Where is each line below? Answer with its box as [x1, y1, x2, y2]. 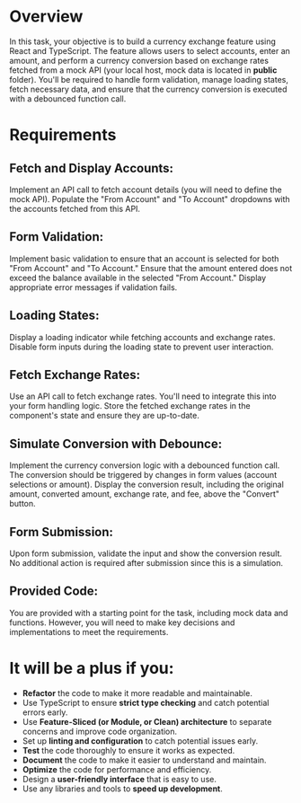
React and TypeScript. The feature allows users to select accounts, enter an [9, 45, 290, 56]
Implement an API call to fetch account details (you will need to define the [9, 184, 282, 195]
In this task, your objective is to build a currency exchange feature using [9, 36, 277, 47]
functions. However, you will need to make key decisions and [9, 617, 235, 628]
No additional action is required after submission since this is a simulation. [9, 558, 283, 568]
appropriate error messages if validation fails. [9, 281, 178, 293]
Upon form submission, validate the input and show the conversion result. [9, 548, 283, 559]
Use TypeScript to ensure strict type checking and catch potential [22, 697, 270, 708]
